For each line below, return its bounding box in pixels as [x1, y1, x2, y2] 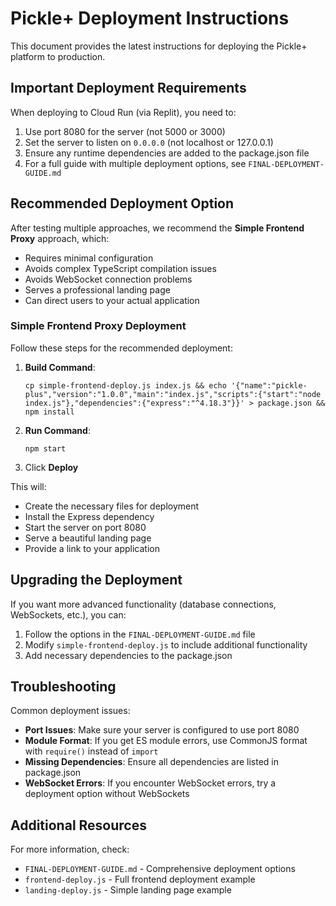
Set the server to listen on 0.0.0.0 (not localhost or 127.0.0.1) [24, 136, 274, 148]
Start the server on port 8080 [24, 521, 147, 533]
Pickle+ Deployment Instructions [10, 7, 290, 30]
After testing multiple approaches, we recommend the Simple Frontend [10, 222, 305, 234]
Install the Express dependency [24, 510, 155, 522]
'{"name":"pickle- [231, 380, 308, 391]
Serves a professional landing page [24, 283, 171, 296]
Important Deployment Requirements [10, 80, 247, 97]
